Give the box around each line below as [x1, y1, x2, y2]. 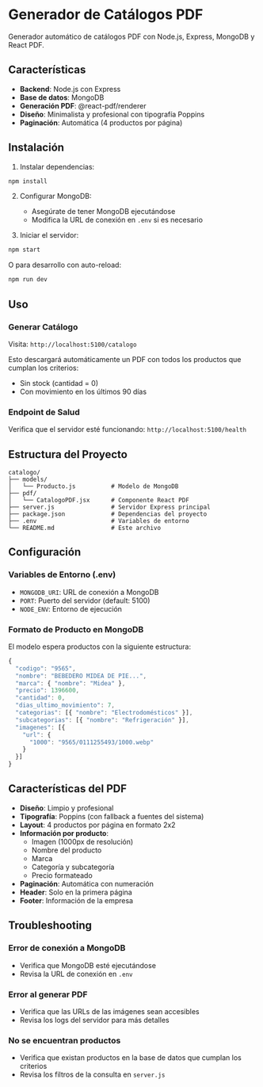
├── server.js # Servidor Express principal [8, 503, 212, 511]
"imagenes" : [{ [15, 723, 66, 731]
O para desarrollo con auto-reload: [8, 260, 121, 270]
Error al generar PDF [8, 989, 88, 1000]
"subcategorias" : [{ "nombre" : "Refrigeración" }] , [15, 715, 190, 724]
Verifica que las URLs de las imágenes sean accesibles [19, 1006, 200, 1016]
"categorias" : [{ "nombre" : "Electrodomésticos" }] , [15, 709, 193, 717]
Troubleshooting [8, 919, 93, 933]
